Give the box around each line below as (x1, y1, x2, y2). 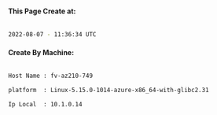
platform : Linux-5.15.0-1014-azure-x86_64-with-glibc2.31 (8, 87, 210, 95)
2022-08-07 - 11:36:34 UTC (8, 31, 97, 39)
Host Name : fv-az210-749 (8, 72, 93, 80)
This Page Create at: (8, 6, 76, 16)
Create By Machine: (8, 47, 75, 57)
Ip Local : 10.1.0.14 (8, 101, 83, 109)
